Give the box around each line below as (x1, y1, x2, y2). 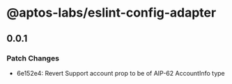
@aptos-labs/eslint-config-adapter (6, 5, 217, 21)
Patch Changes (6, 53, 60, 63)
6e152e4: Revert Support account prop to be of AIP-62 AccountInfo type (16, 69, 226, 77)
